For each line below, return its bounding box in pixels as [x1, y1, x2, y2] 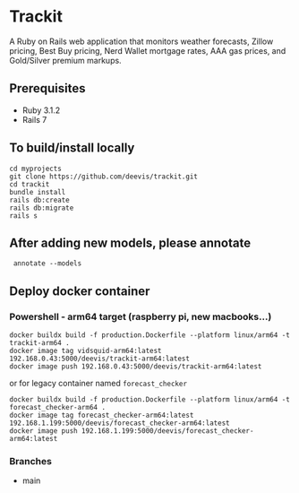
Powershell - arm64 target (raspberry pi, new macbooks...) [9, 310, 272, 323]
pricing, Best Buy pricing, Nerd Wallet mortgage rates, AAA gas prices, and [9, 45, 286, 56]
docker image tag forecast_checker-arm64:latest [9, 411, 194, 420]
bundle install [9, 187, 66, 196]
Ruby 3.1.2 [21, 105, 61, 116]
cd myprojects [9, 164, 63, 173]
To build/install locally [9, 141, 135, 156]
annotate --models [13, 259, 82, 268]
